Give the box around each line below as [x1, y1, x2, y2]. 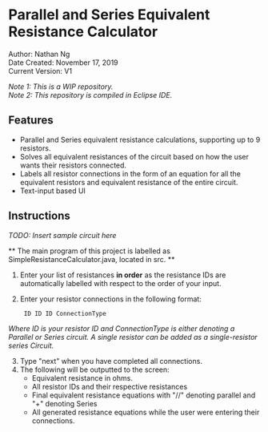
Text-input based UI [19, 186, 86, 196]
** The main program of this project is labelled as [8, 246, 170, 256]
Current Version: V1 [8, 66, 73, 75]
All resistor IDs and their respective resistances [31, 382, 188, 391]
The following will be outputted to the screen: [19, 365, 170, 374]
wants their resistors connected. [19, 160, 126, 170]
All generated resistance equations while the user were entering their [31, 407, 260, 417]
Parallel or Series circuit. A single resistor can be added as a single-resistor [8, 332, 258, 341]
